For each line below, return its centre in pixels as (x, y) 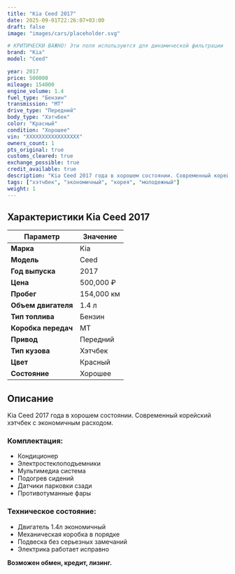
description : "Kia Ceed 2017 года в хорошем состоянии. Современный (109, 176)
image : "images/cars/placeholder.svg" (64, 33)
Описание (30, 399)
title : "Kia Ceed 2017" (42, 14)
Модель (25, 260)
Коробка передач (42, 328)
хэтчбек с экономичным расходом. (60, 423)
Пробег (24, 294)
